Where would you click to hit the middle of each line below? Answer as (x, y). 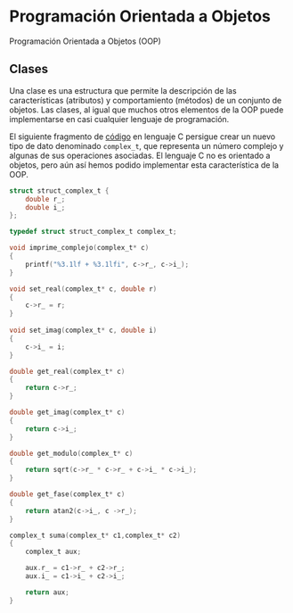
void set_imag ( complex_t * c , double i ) (83, 330)
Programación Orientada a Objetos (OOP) (85, 41)
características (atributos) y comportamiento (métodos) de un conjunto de (146, 100)
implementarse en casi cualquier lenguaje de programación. (119, 119)
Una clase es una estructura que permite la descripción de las (123, 90)
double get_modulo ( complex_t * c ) (71, 453)
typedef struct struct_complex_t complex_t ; (93, 232)
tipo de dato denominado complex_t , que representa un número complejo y (146, 145)
